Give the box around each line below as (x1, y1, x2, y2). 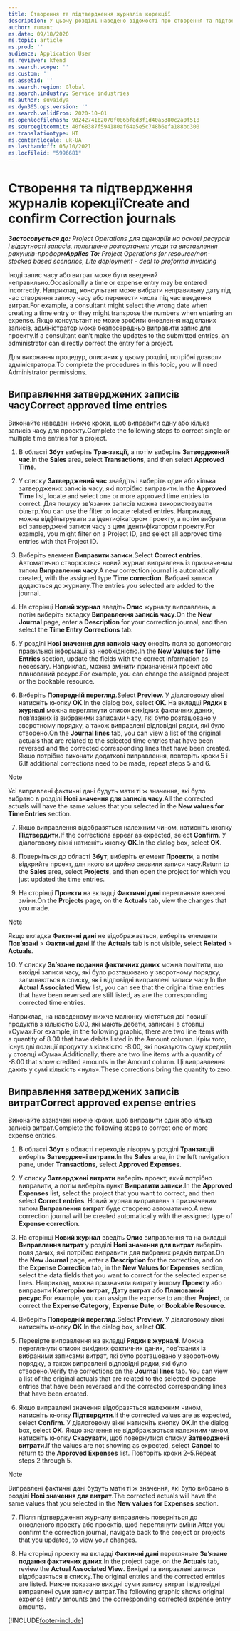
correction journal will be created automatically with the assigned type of (18, 1211, 233, 1220)
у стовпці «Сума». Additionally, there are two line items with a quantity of (8, 1049, 223, 1059)
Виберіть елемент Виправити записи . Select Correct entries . (18, 550, 202, 560)
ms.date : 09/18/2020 (8, 30, 70, 38)
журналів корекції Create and (8, 195, 190, 212)
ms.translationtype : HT (8, 130, 79, 137)
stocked (8, 257, 32, 265)
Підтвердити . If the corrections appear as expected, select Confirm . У (18, 830, 226, 839)
